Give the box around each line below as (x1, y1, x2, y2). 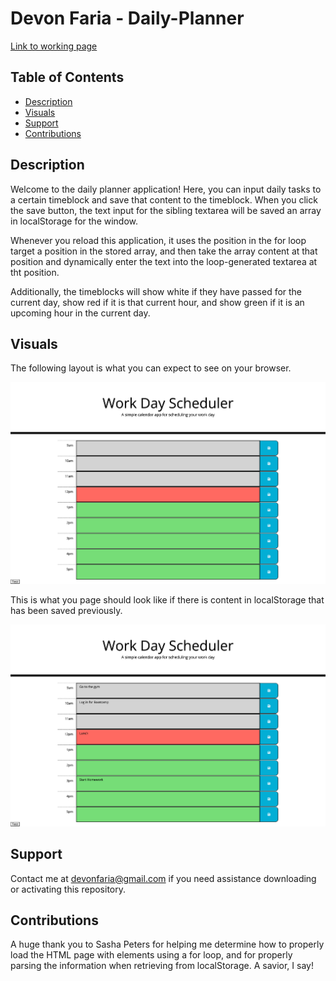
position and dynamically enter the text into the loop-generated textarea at (10, 255, 318, 267)
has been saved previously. (10, 605, 123, 617)
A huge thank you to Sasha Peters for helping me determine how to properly (10, 938, 325, 951)
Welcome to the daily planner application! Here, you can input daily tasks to (10, 183, 322, 195)
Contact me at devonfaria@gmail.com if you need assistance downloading (10, 872, 317, 884)
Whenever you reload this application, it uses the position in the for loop (10, 234, 307, 246)
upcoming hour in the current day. (10, 307, 151, 319)
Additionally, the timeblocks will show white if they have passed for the (10, 285, 303, 297)
